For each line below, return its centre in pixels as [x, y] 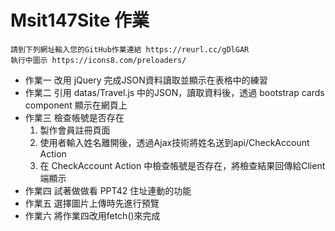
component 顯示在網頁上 [76, 105]
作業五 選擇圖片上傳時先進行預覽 [92, 203]
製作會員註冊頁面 [75, 130]
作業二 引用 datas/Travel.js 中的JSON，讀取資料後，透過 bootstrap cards [174, 92]
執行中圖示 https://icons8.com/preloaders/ [98, 60]
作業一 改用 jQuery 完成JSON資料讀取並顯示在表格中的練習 [146, 80]
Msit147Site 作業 [80, 20]
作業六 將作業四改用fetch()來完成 [92, 215]
